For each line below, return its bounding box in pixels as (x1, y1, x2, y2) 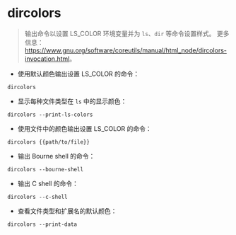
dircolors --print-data (7, 221, 78, 228)
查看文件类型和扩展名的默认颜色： (17, 207, 117, 215)
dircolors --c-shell (7, 193, 69, 200)
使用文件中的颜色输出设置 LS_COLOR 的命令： (17, 124, 152, 132)
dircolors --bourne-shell (7, 166, 83, 173)
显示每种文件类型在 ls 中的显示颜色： (17, 97, 127, 105)
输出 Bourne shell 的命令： (17, 151, 95, 160)
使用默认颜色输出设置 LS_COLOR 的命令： (17, 69, 140, 78)
